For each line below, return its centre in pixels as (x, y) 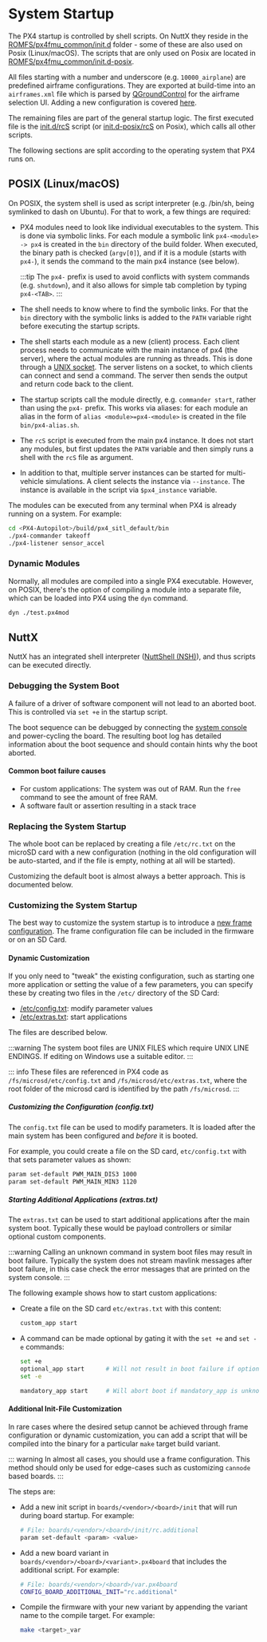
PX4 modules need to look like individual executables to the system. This (139, 227)
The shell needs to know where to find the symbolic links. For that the (134, 309)
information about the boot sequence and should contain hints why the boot (133, 744)
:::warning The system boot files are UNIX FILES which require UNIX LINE (129, 1048)
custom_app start (49, 1323)
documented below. (41, 885)
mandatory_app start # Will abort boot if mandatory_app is (129, 1390)
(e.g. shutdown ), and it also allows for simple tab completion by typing (133, 285)
